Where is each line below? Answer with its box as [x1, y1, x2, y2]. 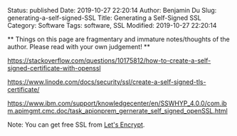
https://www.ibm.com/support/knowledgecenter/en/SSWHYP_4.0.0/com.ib [7, 99, 228, 108]
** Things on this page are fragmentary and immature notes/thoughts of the [7, 35, 230, 43]
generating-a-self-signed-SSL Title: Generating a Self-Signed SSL [7, 14, 201, 22]
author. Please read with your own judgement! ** [7, 43, 151, 51]
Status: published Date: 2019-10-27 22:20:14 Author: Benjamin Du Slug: [7, 6, 217, 14]
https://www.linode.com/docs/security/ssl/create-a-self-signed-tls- [7, 78, 206, 86]
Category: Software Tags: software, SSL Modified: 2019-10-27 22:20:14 [7, 21, 217, 29]
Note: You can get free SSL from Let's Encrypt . [7, 120, 145, 129]
